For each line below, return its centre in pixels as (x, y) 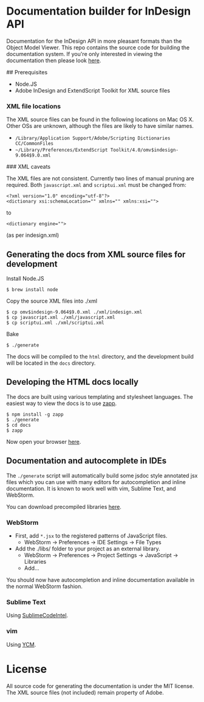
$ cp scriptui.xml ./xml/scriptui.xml (55, 323)
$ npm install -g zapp (35, 414)
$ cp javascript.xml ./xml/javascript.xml (61, 318)
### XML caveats (28, 167)
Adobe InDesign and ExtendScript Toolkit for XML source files (93, 90)
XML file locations (34, 106)
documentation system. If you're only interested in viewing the (84, 54)
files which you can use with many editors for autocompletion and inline (96, 482)
